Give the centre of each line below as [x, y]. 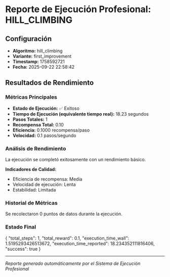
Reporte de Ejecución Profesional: [78, 9]
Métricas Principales [31, 97]
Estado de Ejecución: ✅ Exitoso [46, 108]
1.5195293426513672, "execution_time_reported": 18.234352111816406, [80, 243]
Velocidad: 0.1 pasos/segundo [44, 135]
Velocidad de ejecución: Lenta [44, 184]
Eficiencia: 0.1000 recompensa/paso [51, 130]
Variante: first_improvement [42, 56]
